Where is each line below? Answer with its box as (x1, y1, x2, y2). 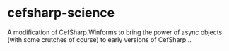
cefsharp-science (7, 5, 115, 21)
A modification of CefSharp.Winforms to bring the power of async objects (7, 28, 223, 36)
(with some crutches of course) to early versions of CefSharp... (7, 35, 192, 43)
